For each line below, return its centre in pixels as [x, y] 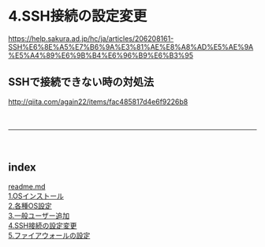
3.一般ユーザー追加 [39, 215]
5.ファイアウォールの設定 [49, 235]
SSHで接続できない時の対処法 [81, 82]
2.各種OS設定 [30, 205]
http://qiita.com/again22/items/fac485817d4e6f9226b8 [98, 101]
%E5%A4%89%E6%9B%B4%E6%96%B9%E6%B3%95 [101, 55]
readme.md [27, 186]
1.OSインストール [36, 196]
